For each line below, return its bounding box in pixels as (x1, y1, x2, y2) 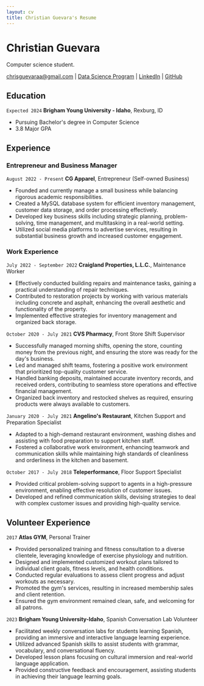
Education (6, 90, 46, 101)
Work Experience (6, 247, 59, 256)
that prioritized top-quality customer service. (15, 368, 128, 375)
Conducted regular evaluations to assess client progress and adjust (15, 571, 185, 579)
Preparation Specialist (6, 419, 62, 426)
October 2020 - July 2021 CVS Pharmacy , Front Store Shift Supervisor (6, 330, 185, 338)
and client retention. (15, 591, 66, 598)
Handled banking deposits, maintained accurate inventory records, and (15, 375, 194, 382)
